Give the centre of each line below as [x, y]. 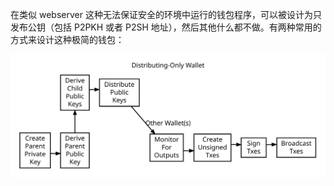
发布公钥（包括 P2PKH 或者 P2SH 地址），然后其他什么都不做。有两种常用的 [166, 27]
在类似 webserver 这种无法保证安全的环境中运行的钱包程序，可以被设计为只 [166, 14]
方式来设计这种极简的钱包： [67, 39]
